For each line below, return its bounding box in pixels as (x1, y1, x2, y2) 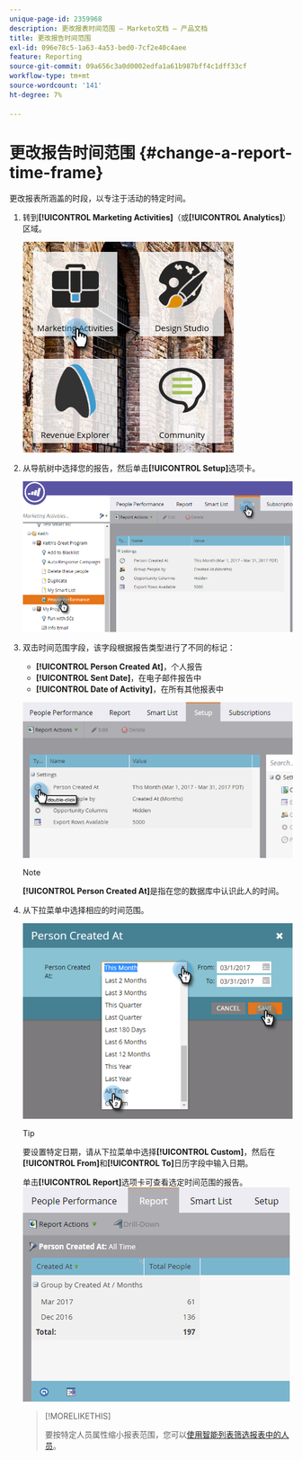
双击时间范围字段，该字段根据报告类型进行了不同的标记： (22, 642, 235, 653)
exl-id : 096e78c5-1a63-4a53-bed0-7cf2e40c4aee (9, 43, 187, 52)
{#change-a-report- (138, 142, 293, 163)
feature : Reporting (9, 52, 83, 62)
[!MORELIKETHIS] (44, 1411, 111, 1421)
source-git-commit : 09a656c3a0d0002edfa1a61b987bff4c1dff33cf (9, 62, 247, 71)
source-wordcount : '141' (9, 81, 102, 90)
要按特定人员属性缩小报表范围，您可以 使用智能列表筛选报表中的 (44, 1429, 281, 1439)
